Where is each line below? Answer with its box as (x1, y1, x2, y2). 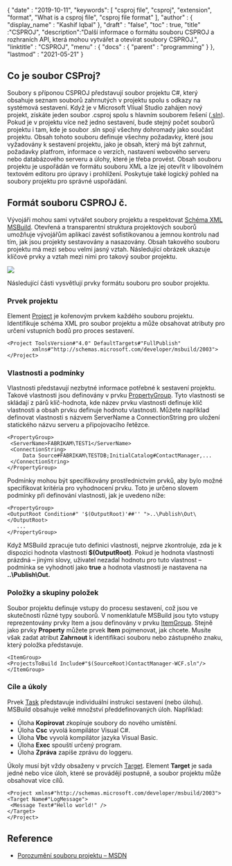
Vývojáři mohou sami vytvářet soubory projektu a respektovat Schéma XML (7, 215, 223, 224)
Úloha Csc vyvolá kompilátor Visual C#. (17, 726, 130, 734)
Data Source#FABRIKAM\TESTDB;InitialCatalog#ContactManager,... (22, 452, 213, 460)
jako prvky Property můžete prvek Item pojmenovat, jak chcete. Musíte (7, 625, 211, 634)
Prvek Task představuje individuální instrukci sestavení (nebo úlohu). (7, 698, 203, 706)
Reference (7, 833, 53, 845)
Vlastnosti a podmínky (7, 367, 85, 377)
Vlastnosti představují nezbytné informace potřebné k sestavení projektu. (7, 384, 216, 392)
